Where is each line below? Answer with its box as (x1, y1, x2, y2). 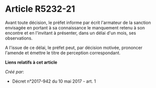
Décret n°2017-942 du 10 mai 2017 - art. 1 (12, 78, 96, 84)
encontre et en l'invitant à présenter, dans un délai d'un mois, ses (5, 30, 136, 36)
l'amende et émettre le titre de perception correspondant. (5, 50, 121, 56)
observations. (5, 35, 33, 41)
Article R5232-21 (5, 3, 76, 15)
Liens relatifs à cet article (5, 59, 58, 65)
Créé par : (5, 68, 24, 74)
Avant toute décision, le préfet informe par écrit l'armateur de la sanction (5, 20, 151, 25)
